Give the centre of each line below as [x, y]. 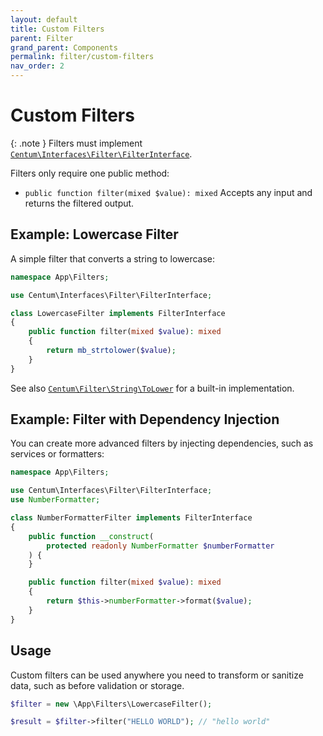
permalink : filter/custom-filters [82, 57]
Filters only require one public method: [90, 173]
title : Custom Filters [57, 29]
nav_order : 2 [37, 66]
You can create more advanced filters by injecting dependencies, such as [162, 443]
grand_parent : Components [64, 47]
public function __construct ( [91, 536]
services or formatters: [57, 454]
